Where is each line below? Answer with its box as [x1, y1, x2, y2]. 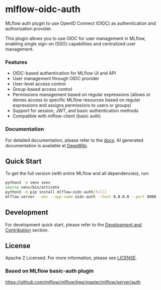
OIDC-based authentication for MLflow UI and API [12, 70, 116, 76]
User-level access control [12, 81, 66, 87]
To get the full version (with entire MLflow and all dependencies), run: [5, 170, 149, 177]
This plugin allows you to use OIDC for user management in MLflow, [5, 35, 146, 41]
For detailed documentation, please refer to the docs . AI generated [5, 137, 143, 143]
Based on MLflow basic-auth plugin [5, 267, 94, 274]
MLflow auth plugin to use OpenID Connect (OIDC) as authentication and [5, 20, 156, 26]
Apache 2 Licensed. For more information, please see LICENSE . [5, 255, 137, 261]
